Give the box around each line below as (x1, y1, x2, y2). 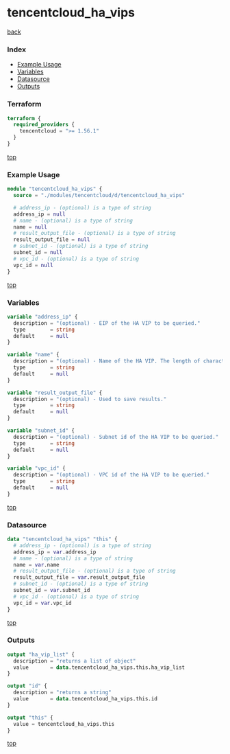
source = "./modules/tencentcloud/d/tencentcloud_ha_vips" (13, 192, 186, 199)
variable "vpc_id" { (7, 465, 66, 472)
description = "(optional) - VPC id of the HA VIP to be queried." (13, 472, 210, 479)
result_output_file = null (13, 236, 90, 243)
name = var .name (13, 561, 60, 568)
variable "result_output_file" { (7, 389, 103, 396)
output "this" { (7, 714, 53, 721)
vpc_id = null (13, 262, 53, 269)
